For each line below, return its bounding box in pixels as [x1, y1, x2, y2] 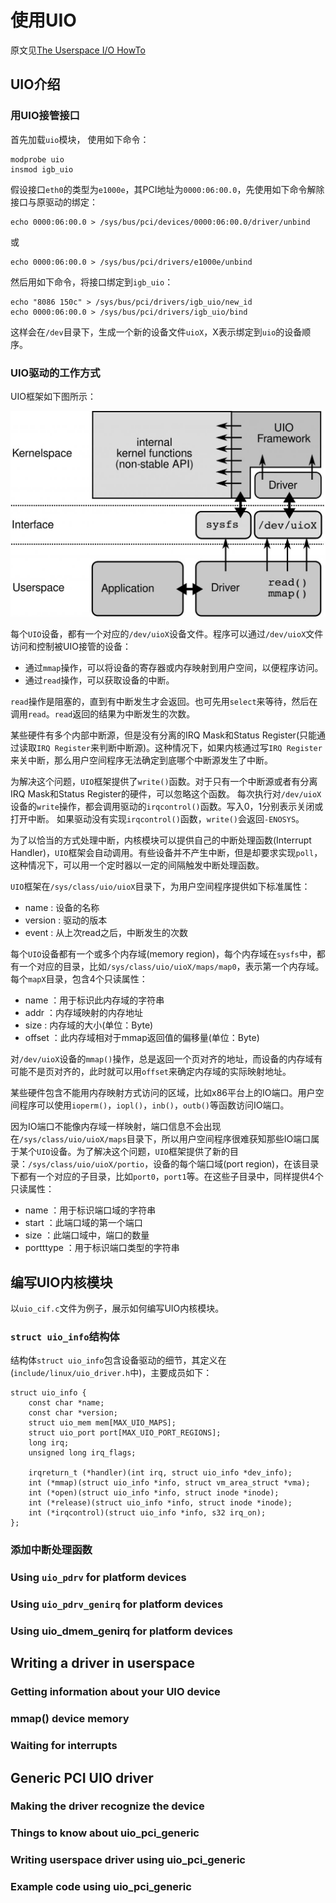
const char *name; [28, 1398, 105, 1408]
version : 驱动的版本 [24, 914, 108, 926]
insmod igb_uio [10, 164, 74, 175]
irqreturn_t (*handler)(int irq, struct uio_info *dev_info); [28, 1468, 293, 1478]
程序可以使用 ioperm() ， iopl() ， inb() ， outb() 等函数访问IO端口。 [18, 1099, 290, 1111]
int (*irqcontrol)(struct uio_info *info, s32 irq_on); [28, 1508, 267, 1518]
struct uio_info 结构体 [10, 1329, 120, 1343]
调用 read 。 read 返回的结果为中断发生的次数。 [10, 708, 196, 720]
